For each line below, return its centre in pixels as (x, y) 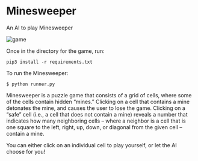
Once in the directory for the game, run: (55, 51)
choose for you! (26, 151)
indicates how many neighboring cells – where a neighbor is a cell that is (96, 121)
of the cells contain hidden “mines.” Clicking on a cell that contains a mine (98, 102)
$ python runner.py (31, 84)
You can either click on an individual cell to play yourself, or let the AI (91, 145)
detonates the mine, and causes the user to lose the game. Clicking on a (96, 108)
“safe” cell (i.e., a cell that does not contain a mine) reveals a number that (97, 114)
